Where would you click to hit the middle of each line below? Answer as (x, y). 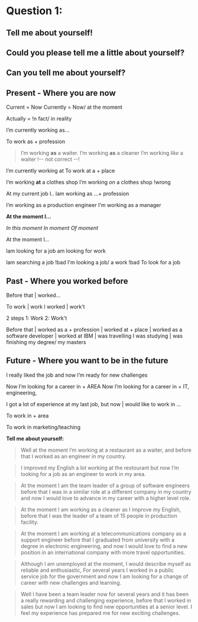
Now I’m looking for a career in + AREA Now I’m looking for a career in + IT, (98, 386)
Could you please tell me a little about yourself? (95, 52)
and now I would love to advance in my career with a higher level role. (106, 498)
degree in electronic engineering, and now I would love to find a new (104, 546)
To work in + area (27, 416)
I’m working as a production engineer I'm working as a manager (84, 205)
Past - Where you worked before (67, 281)
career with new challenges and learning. (71, 582)
